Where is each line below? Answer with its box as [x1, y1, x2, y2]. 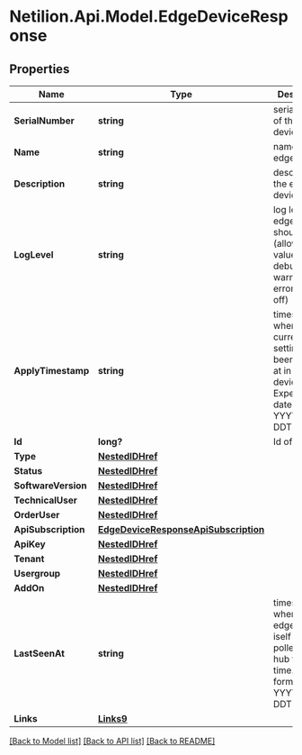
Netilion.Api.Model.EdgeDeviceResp [9, 6, 289, 27]
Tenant [13, 552, 45, 565]
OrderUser [13, 509, 60, 521]
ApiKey [13, 538, 47, 550]
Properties [9, 61, 70, 77]
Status [13, 465, 43, 477]
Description [13, 177, 66, 190]
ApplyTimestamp [13, 365, 90, 377]
